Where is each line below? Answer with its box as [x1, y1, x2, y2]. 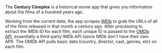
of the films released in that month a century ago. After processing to [5, 23, 143, 29]
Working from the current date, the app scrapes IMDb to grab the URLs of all [5, 19, 158, 24]
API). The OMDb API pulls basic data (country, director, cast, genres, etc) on [5, 39, 157, 44]
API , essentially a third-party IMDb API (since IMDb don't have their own [5, 33, 149, 39]
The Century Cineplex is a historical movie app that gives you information [5, 4, 153, 10]
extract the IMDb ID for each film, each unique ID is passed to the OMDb [5, 29, 149, 34]
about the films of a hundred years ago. [5, 9, 84, 15]
